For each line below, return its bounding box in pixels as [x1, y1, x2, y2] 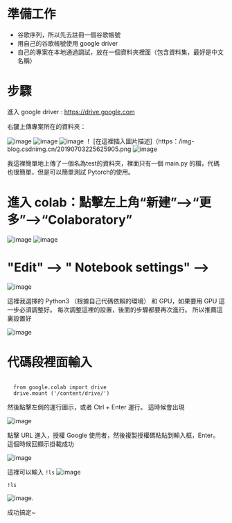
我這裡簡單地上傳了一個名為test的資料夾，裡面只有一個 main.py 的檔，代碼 [7, 159, 220, 167]
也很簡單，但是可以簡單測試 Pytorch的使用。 [7, 168, 135, 176]
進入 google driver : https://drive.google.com [7, 107, 135, 116]
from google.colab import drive [13, 384, 107, 391]
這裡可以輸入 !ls [7, 468, 55, 476]
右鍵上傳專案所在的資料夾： [7, 122, 87, 130]
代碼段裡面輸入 [7, 354, 93, 370]
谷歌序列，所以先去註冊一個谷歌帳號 [17, 30, 121, 39]
